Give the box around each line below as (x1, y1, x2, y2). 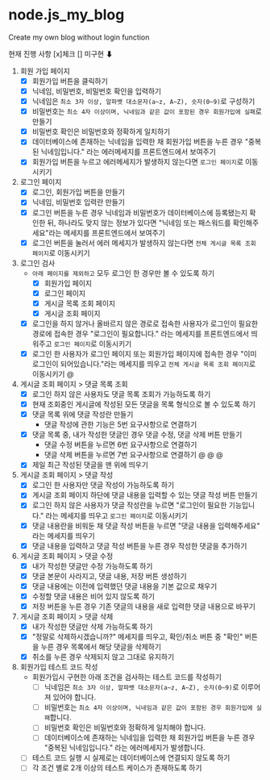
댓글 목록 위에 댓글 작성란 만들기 (31, 410, 134, 419)
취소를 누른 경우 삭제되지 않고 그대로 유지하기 (31, 652, 175, 662)
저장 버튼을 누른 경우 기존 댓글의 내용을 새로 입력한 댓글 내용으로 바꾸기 (31, 601, 256, 611)
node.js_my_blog (8, 6, 125, 24)
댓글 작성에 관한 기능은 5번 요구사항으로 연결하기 (44, 419, 197, 429)
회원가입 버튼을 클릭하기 (31, 76, 109, 86)
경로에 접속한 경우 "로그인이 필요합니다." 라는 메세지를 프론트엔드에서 (31, 328, 250, 338)
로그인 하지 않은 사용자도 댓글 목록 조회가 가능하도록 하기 (31, 390, 211, 398)
